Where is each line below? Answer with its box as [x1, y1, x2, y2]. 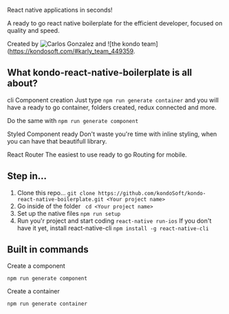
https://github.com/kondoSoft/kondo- [98, 190, 206, 197]
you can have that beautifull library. [7, 137, 107, 145]
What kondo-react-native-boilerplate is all [7, 67, 193, 78]
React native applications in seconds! [7, 6, 113, 14]
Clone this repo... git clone [17, 188, 96, 197]
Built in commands [7, 244, 89, 256]
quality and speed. [7, 27, 60, 34]
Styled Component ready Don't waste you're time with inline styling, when [7, 130, 217, 138]
